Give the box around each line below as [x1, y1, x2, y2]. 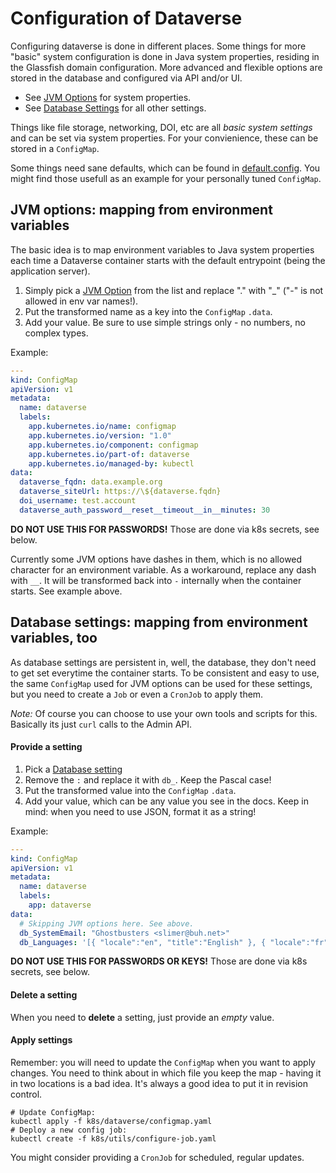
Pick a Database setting [24, 763, 123, 775]
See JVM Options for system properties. [24, 91, 192, 103]
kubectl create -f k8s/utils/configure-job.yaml [10, 1133, 217, 1144]
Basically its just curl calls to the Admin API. [10, 718, 193, 730]
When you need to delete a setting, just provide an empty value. [10, 1011, 275, 1023]
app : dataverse [28, 900, 92, 911]
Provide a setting [10, 741, 83, 753]
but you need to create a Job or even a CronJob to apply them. [10, 688, 264, 700]
